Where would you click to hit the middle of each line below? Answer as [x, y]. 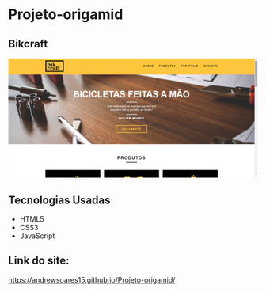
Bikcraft [28, 44]
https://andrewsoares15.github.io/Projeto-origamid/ [92, 279]
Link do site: [39, 261]
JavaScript [37, 236]
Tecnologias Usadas [59, 200]
